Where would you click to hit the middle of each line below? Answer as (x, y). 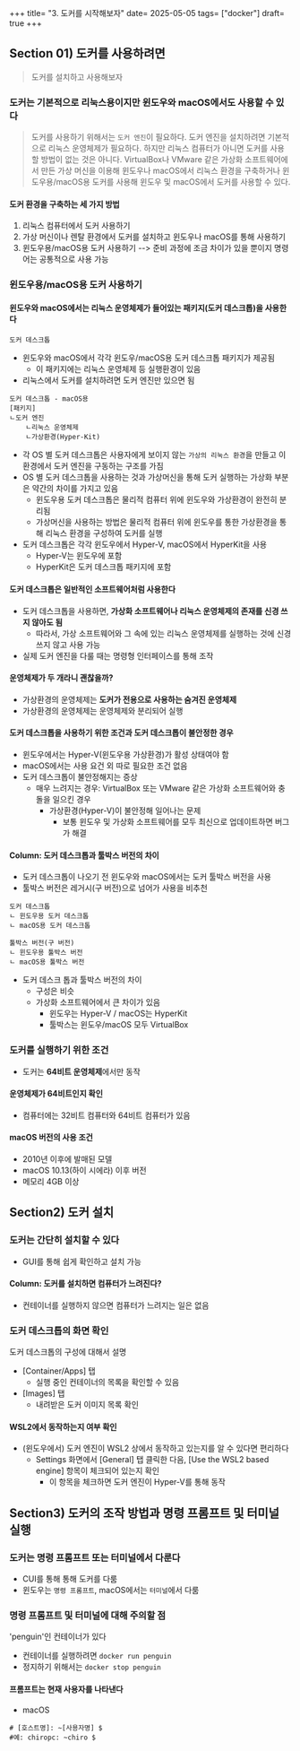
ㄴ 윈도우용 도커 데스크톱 (49, 916)
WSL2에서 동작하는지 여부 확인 (63, 1426)
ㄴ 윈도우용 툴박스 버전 (46, 953)
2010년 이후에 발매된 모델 (67, 1158)
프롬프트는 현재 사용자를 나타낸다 (66, 1689)
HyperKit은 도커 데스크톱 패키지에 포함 (103, 567)
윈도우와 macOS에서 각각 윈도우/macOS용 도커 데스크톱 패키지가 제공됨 (149, 358)
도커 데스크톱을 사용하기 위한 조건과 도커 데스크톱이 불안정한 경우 (122, 732)
